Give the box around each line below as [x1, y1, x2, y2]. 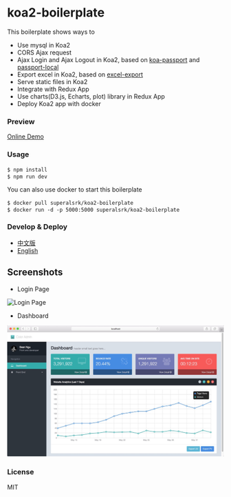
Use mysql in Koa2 [16, 41, 71, 49]
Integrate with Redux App [16, 85, 89, 93]
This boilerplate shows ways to [7, 28, 95, 36]
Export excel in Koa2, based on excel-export [16, 70, 143, 79]
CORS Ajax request [16, 48, 72, 57]
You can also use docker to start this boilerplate [7, 185, 142, 194]
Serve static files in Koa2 [16, 77, 88, 85]
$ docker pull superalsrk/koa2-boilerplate [7, 199, 134, 206]
